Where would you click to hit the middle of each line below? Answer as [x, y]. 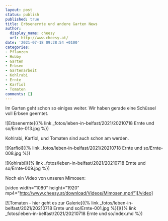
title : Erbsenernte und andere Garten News [52, 24]
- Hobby [13, 57]
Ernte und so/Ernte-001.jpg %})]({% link [95, 208]
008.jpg [13, 153]
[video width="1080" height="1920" [42, 188]
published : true [22, 19]
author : [13, 29]
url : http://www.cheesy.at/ [39, 38]
